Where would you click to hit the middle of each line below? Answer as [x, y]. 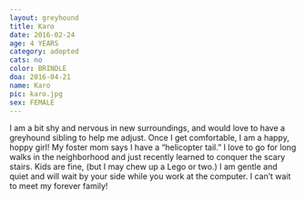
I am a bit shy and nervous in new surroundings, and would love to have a [147, 128]
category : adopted [44, 52]
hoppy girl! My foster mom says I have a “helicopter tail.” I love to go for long [153, 147]
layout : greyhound [44, 18]
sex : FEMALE [32, 102]
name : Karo [30, 85]
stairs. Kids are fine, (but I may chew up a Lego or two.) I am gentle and [143, 167]
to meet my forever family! [59, 186]
